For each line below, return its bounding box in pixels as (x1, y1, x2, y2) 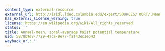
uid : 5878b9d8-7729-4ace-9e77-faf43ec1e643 (5, 34, 96, 39)
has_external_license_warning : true (5, 16, 80, 21)
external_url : (5, 12, 34, 17)
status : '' (5, 25, 27, 30)
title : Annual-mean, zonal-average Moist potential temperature (5, 30, 139, 34)
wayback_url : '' (5, 39, 38, 44)
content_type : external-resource (5, 7, 74, 12)
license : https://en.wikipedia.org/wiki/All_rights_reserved (5, 20, 133, 26)
